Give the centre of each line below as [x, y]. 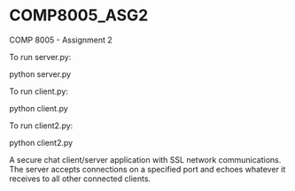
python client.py [39, 108]
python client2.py [41, 142]
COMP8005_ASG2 [79, 15]
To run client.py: [39, 91]
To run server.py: [40, 57]
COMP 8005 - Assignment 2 [61, 40]
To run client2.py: [41, 126]
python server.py [40, 74]
